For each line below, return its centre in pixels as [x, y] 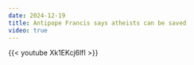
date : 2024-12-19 [37, 15]
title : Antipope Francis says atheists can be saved [97, 23]
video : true [28, 30]
